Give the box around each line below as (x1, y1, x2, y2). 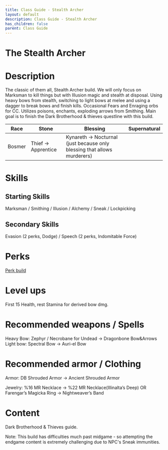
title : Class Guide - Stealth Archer (5, 7, 84, 12)
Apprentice (30, 146, 57, 153)
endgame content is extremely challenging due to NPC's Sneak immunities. (5, 438, 160, 445)
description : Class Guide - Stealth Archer (5, 16, 97, 21)
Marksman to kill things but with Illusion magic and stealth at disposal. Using (5, 92, 162, 98)
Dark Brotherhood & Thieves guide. (5, 423, 78, 430)
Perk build (5, 267, 26, 273)
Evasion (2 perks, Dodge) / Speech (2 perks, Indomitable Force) (5, 233, 137, 239)
